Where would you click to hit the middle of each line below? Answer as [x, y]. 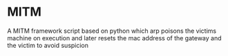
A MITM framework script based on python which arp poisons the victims [112, 31]
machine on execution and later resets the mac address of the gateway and [115, 38]
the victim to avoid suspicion [48, 45]
